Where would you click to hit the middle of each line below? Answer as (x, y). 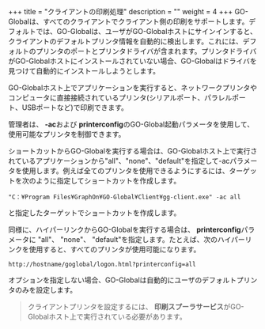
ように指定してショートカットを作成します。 (108, 181)
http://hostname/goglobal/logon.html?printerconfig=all (102, 264)
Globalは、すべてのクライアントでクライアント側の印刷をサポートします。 (129, 21)
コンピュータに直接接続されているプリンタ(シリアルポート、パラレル (120, 98)
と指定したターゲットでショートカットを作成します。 (95, 213)
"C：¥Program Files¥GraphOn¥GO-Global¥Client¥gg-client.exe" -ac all (125, 197)
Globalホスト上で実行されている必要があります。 (107, 316)
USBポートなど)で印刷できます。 (75, 108)
